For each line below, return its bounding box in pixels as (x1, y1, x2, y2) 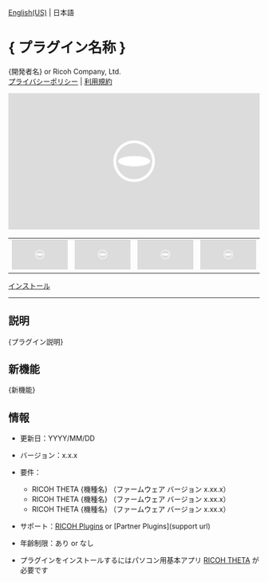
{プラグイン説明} (8, 337, 64, 346)
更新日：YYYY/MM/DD (19, 433, 96, 443)
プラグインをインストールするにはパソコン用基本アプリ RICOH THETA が (19, 556, 259, 565)
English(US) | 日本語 (8, 8, 74, 17)
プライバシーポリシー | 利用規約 (8, 76, 113, 86)
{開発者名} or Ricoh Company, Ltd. (8, 66, 121, 76)
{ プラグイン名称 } (8, 39, 126, 57)
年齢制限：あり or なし (19, 539, 94, 548)
